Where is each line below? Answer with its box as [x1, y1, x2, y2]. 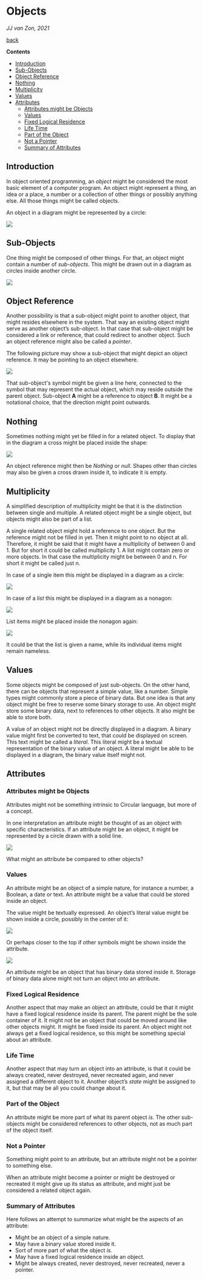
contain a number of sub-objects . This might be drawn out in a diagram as [6, 260, 192, 268]
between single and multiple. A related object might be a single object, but [6, 509, 192, 516]
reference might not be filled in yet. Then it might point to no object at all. [6, 534, 188, 541]
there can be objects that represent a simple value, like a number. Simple [6, 688, 188, 695]
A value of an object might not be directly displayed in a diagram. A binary [6, 725, 191, 733]
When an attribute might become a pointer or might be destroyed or [6, 1173, 176, 1181]
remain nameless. [6, 647, 50, 655]
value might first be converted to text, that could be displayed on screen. [6, 731, 188, 739]
